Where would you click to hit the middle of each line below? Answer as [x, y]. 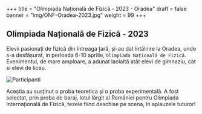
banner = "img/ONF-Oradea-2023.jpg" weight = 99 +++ [76, 15]
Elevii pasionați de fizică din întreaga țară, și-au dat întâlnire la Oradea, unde [101, 48]
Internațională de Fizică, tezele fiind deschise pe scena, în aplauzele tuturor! [101, 104]
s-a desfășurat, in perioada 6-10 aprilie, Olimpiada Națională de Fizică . [96, 55]
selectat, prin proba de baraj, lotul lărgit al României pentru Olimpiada [93, 97]
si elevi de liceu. [26, 68]
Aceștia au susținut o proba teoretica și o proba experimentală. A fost [93, 91]
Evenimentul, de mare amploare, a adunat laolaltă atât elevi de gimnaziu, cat [101, 61]
